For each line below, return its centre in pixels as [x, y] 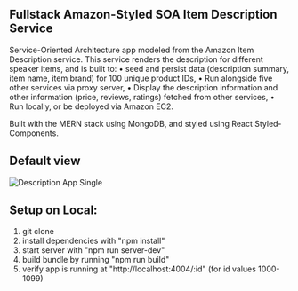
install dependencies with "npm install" [93, 241]
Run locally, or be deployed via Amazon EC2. [91, 106]
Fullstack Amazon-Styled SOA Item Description [143, 15]
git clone [38, 232]
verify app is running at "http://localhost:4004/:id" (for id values [139, 269]
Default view [45, 161]
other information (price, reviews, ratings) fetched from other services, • [142, 97]
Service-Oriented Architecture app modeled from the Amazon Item [132, 50]
